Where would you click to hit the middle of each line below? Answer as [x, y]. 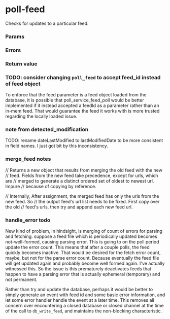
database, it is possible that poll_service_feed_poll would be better [75, 100]
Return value [21, 63]
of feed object [23, 84]
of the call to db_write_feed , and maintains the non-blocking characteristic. [84, 311]
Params [15, 37]
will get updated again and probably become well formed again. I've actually [85, 263]
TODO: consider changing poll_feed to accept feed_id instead [83, 77]
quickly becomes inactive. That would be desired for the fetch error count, [83, 253]
